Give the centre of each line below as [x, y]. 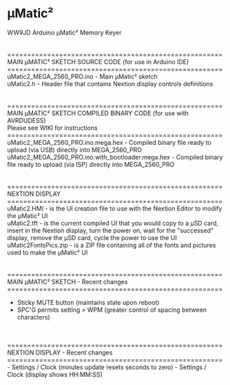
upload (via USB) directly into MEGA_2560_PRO [75, 150]
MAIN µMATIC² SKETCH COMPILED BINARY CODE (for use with [98, 113]
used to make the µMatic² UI [48, 252]
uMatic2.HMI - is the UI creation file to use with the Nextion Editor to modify [115, 208]
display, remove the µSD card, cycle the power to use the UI [92, 237]
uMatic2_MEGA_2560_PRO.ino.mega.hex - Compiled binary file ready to [109, 142]
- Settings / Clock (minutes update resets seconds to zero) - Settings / [107, 367]
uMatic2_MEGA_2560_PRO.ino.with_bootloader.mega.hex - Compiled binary [115, 157]
